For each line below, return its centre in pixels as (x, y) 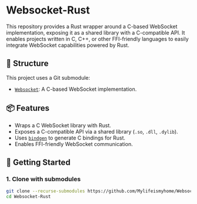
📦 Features (28, 108)
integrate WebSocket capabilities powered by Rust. (68, 45)
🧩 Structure (27, 64)
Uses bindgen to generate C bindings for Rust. (70, 138)
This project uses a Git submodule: (48, 77)
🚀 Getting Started (38, 162)
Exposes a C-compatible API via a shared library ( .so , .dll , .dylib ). (96, 131)
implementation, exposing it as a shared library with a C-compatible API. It (96, 32)
